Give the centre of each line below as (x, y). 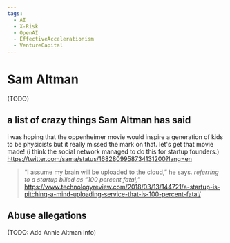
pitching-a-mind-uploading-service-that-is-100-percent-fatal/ (113, 194)
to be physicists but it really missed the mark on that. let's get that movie (111, 144)
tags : (15, 13)
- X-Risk (26, 26)
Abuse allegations (47, 216)
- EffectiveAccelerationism (54, 39)
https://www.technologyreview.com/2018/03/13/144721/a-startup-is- (122, 187)
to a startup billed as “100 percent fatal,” (82, 179)
